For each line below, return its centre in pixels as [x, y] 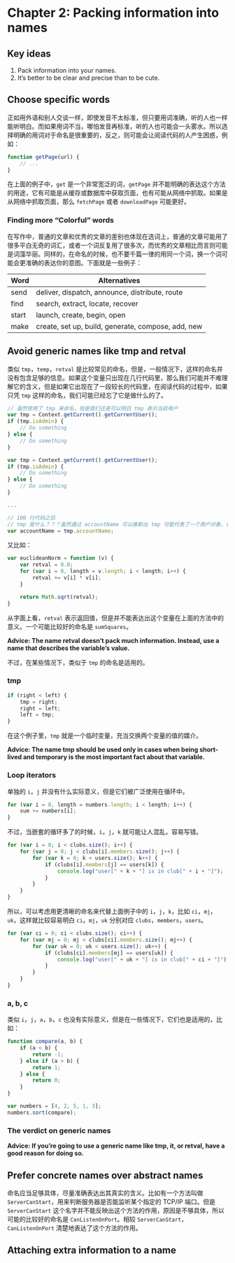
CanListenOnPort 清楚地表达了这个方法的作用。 [74, 1228]
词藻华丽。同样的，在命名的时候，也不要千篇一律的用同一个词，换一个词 [117, 254]
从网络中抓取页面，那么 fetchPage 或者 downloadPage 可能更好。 [99, 202]
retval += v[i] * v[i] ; [67, 578]
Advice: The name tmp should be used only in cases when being [103, 749]
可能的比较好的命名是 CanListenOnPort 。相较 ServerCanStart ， [97, 1219]
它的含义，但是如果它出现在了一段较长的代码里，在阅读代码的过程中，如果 [120, 386]
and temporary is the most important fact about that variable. [114, 757]
